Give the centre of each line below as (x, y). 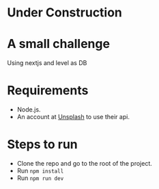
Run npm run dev (40, 178)
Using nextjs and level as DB (47, 63)
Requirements (48, 91)
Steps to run (43, 144)
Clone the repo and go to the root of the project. (84, 163)
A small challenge (59, 44)
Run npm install (40, 171)
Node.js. (29, 110)
